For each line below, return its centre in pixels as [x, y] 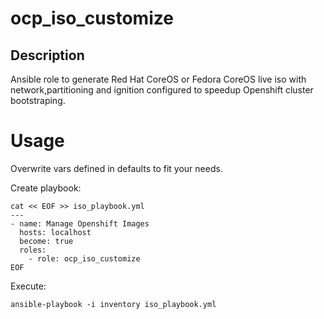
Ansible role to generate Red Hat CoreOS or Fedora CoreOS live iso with [158, 79]
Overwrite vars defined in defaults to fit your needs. [116, 168]
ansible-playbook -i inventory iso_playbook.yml [113, 304]
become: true [46, 241]
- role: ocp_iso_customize [84, 258]
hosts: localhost [55, 232]
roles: [33, 250]
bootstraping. [38, 100]
